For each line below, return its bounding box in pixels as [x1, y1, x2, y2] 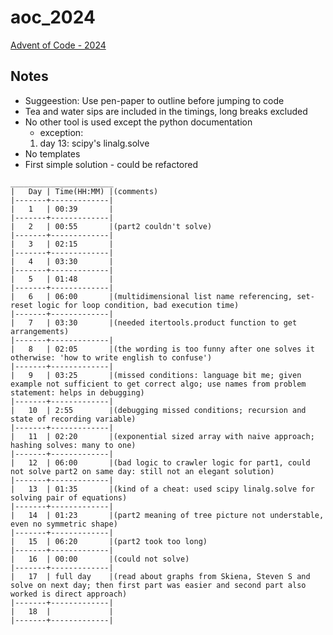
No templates [24, 147, 81, 160]
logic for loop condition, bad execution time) [36, 300, 240, 310]
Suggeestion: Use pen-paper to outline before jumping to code [24, 94, 285, 106]
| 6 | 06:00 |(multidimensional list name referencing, [10, 291, 293, 301]
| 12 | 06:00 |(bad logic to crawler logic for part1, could [10, 457, 311, 468]
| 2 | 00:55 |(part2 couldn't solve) [10, 221, 213, 231]
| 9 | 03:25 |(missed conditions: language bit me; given [10, 370, 302, 380]
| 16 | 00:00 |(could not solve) [10, 554, 190, 564]
